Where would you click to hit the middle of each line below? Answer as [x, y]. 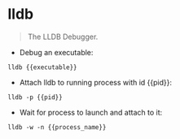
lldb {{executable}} [43, 67]
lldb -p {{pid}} [35, 97]
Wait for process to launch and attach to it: [91, 112]
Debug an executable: [56, 52]
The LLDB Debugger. [63, 37]
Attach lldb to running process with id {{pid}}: [96, 82]
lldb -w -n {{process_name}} [57, 127]
